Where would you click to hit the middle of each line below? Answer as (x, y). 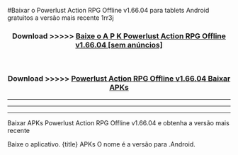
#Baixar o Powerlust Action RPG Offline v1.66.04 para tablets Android (108, 10)
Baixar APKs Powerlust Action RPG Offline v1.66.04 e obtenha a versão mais (119, 122)
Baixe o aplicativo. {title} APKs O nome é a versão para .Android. (102, 144)
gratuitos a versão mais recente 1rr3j (61, 18)
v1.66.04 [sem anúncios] (119, 45)
